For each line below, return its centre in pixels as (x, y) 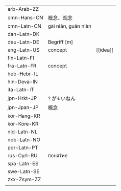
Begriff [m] (60, 42)
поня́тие (58, 156)
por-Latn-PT (23, 148)
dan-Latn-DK (24, 34)
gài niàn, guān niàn (70, 26)
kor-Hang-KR (24, 116)
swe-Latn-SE (24, 171)
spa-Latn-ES (23, 163)
